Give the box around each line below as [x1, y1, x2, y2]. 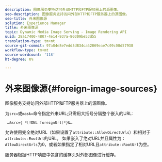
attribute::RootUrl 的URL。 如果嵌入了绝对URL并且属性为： [5, 135, 126, 141]
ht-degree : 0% [5, 57, 34, 62]
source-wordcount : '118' [5, 52, 55, 57]
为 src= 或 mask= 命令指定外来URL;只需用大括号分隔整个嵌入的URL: [5, 111, 133, 116]
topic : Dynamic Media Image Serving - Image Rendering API [5, 30, 127, 34]
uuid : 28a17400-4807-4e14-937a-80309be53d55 [5, 34, 97, 39]
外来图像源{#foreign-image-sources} [5, 83, 158, 95]
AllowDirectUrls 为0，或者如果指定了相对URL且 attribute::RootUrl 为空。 [5, 142, 152, 147]
